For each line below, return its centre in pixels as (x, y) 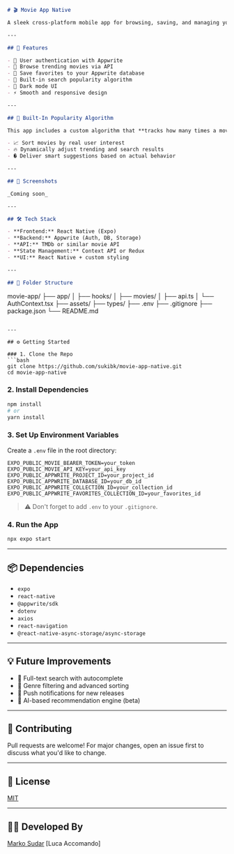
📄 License (29, 781)
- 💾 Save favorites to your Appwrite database (76, 73)
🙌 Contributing (40, 729)
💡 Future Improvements (59, 661)
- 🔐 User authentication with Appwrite (65, 60)
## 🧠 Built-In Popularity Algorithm (60, 118)
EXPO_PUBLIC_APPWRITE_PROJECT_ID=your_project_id (81, 475)
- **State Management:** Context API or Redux (76, 251)
